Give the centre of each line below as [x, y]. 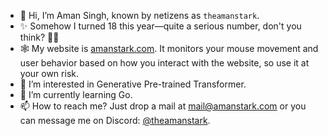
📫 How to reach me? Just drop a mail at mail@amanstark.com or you [163, 106]
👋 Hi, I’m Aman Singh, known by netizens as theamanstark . [139, 15]
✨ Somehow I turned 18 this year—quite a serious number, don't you [160, 26]
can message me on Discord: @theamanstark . [115, 120]
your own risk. [49, 73]
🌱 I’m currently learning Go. [76, 94]
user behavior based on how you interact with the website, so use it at [164, 63]
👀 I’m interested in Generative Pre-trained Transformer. [133, 84]
